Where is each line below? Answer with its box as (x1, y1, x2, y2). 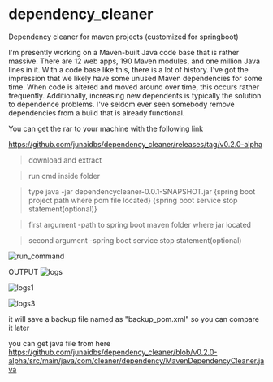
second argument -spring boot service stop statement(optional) (28, 235, 242, 245)
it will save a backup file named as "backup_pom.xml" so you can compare (8, 314, 260, 323)
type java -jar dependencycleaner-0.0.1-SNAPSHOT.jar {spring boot (28, 186, 256, 196)
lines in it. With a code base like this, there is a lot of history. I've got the (8, 64, 249, 74)
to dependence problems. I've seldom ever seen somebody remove (8, 99, 235, 109)
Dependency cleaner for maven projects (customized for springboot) (8, 32, 239, 41)
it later (8, 323, 30, 332)
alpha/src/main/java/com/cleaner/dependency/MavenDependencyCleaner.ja (8, 355, 265, 366)
